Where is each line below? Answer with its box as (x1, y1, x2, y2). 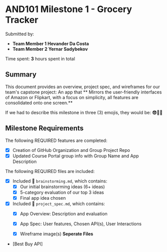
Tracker (5, 14, 39, 26)
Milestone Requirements (5, 124, 84, 133)
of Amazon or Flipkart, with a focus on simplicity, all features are (5, 94, 138, 100)
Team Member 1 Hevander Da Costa (12, 40, 89, 46)
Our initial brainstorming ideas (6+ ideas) (20, 184, 105, 190)
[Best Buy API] (12, 241, 43, 247)
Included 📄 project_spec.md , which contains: (12, 200, 105, 207)
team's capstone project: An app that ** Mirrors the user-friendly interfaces (5, 89, 162, 95)
